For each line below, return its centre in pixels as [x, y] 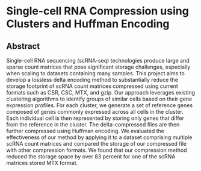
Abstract [23, 46]
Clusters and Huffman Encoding [88, 24]
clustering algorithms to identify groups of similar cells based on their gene [99, 99]
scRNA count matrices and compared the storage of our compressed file [96, 144]
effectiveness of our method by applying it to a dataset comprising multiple [99, 137]
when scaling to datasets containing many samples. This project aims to [95, 73]
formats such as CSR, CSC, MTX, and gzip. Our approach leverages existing [101, 92]
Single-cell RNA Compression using [98, 11]
